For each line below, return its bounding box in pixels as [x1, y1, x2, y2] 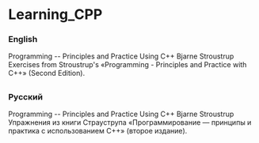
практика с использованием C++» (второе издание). [8, 126, 188, 136]
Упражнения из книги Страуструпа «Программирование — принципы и [8, 118, 252, 127]
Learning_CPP [8, 6, 103, 24]
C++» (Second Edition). [8, 69, 86, 78]
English [8, 34, 38, 45]
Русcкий [8, 91, 44, 102]
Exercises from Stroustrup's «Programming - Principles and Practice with [8, 60, 247, 70]
